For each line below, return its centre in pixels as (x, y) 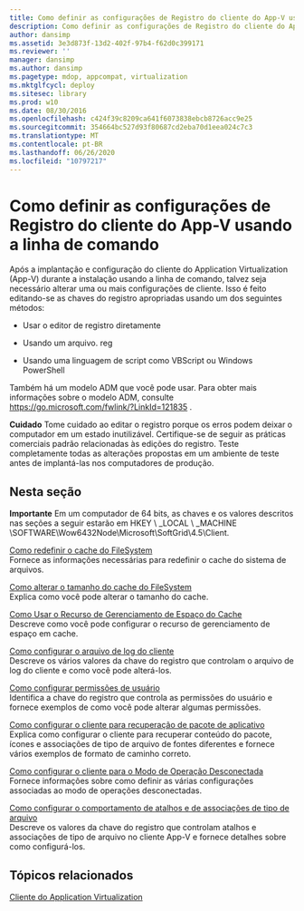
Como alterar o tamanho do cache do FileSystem (100, 587)
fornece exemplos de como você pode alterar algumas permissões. (135, 707)
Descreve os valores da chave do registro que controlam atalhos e (133, 828)
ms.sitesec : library (48, 93)
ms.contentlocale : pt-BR (56, 144)
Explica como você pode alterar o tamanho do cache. (109, 597)
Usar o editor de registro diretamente (91, 325)
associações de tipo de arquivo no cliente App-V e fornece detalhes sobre (148, 837)
